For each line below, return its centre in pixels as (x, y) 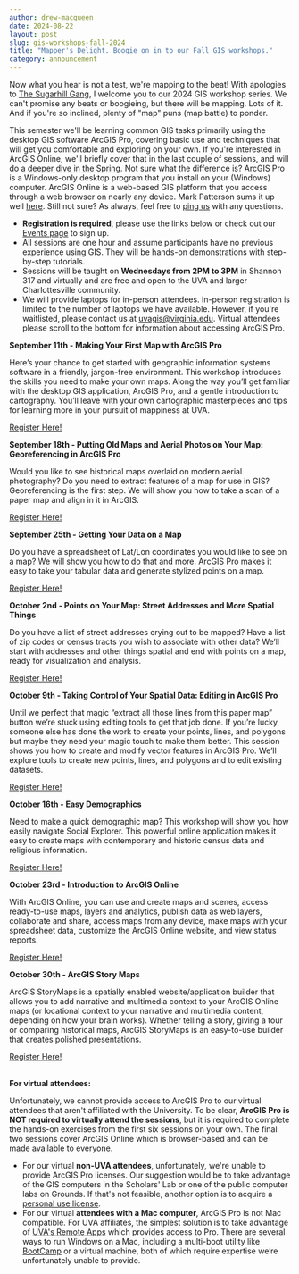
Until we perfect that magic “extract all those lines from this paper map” (141, 712)
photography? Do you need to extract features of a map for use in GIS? (140, 481)
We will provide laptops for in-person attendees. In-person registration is (156, 299)
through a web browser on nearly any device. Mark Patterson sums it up (142, 197)
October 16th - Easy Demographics (75, 804)
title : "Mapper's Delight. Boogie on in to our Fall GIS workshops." (141, 51)
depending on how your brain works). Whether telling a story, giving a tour (146, 1020)
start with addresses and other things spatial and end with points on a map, (148, 651)
